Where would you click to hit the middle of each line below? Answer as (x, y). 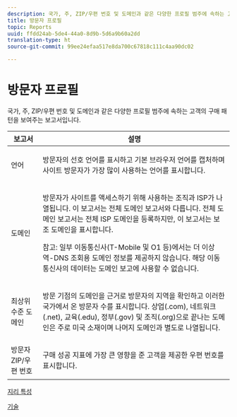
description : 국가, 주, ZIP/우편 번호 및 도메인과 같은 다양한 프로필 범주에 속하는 (116, 14)
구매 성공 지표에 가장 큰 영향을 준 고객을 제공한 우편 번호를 (133, 355)
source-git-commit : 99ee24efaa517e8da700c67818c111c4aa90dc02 (101, 47)
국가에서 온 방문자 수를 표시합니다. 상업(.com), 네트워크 (129, 306)
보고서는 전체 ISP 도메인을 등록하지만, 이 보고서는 (135, 218)
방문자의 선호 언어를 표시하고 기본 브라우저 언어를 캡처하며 (134, 160)
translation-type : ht (39, 40)
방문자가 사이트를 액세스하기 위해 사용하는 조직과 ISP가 (129, 197)
